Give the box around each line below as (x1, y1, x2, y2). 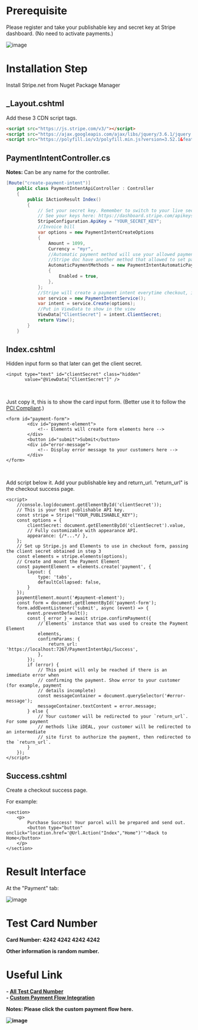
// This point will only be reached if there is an (37, 667, 167, 673)
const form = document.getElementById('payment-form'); (16, 600, 157, 606)
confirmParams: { (37, 636, 81, 642)
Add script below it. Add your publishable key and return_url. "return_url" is (6, 479, 189, 486)
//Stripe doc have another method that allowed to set (48, 257, 186, 263)
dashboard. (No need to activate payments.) (6, 29, 114, 37)
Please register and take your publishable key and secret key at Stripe (6, 24, 176, 31)
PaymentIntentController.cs (6, 153, 111, 163)
